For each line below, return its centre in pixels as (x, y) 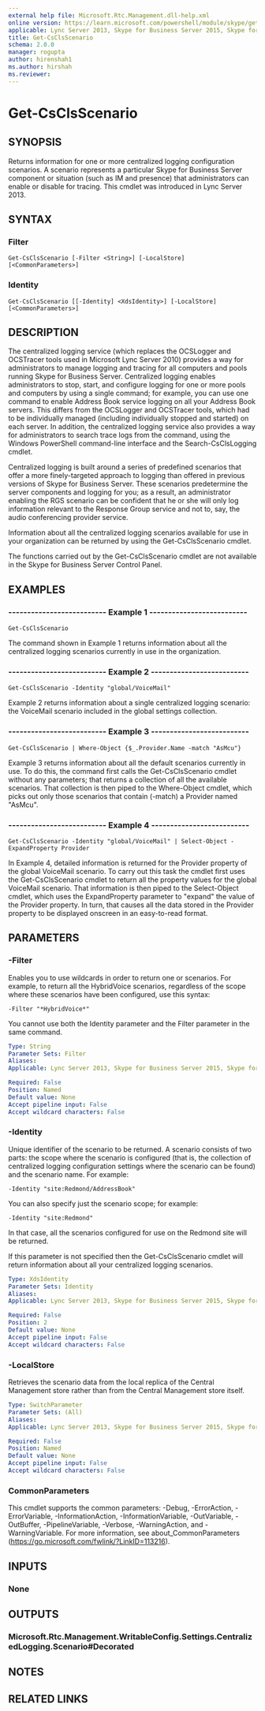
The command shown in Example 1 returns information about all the (118, 643)
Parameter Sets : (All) (45, 1412)
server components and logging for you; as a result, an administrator (119, 492)
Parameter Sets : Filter (47, 1054)
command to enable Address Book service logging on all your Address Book (132, 402)
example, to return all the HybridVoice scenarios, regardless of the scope (127, 986)
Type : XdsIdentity (38, 1279)
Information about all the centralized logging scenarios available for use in (128, 532)
